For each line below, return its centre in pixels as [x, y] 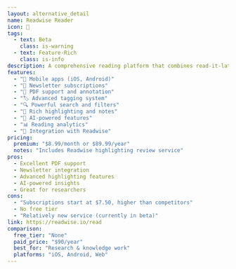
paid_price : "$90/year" [48, 242]
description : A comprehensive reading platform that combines [100, 66]
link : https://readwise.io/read [54, 222]
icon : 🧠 [19, 27]
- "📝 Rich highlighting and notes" [66, 111]
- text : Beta [33, 40]
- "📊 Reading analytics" [51, 124]
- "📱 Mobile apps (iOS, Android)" [64, 79]
